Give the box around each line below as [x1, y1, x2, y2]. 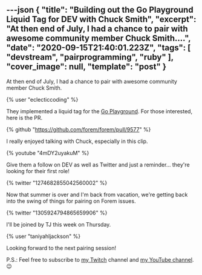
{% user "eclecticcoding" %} [6, 96, 79, 103]
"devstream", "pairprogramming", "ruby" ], [6, 52, 174, 62]
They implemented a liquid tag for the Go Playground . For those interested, [6, 107, 192, 114]
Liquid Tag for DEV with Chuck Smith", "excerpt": [6, 15, 197, 25]
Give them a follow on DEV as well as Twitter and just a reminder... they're [6, 161, 190, 168]
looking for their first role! [6, 167, 70, 174]
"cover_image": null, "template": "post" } [6, 62, 167, 72]
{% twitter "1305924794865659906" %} [6, 209, 108, 216]
